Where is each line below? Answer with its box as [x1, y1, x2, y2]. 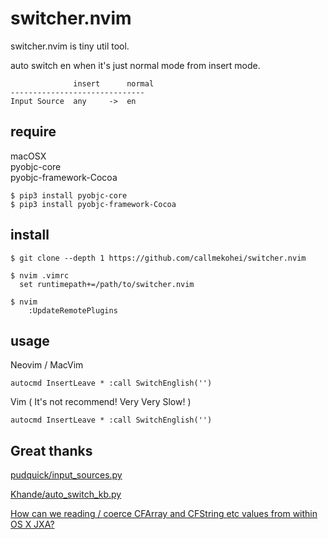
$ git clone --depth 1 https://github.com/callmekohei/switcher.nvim [10, 253, 307, 263]
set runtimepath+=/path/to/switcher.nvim [19, 279, 195, 289]
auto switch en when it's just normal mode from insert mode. [10, 59, 261, 71]
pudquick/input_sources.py [10, 469, 123, 481]
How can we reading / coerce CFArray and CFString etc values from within [10, 508, 318, 520]
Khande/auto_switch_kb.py [10, 488, 122, 501]
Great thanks [10, 442, 93, 459]
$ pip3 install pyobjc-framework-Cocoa [10, 199, 177, 209]
